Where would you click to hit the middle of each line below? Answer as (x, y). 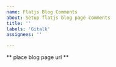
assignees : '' (24, 35)
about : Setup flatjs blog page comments (59, 18)
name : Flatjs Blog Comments (42, 12)
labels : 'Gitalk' (28, 29)
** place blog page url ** (38, 57)
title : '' (19, 23)
